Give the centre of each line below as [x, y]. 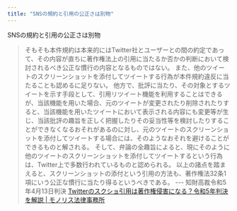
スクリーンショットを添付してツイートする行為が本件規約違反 [127, 76]
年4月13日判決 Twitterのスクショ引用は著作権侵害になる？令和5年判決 [126, 191]
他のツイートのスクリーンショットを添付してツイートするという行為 [123, 155]
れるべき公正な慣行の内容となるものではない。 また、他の [122, 67]
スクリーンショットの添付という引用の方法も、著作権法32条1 [138, 173]
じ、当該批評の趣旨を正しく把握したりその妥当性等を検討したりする [124, 120]
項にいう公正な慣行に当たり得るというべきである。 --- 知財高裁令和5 [126, 182]
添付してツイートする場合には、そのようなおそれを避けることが [137, 138]
